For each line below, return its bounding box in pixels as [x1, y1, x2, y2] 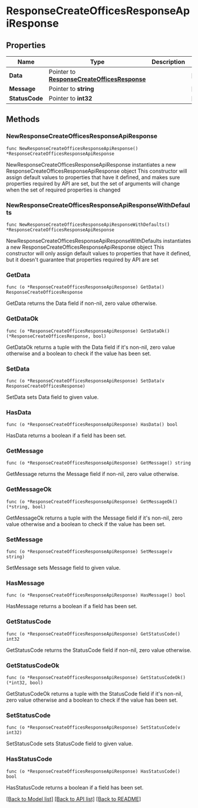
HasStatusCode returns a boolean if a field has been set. [6, 784, 144, 791]
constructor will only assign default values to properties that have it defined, [6, 249, 191, 257]
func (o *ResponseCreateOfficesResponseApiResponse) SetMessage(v [6, 549, 173, 555]
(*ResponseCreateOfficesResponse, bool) [6, 333, 107, 339]
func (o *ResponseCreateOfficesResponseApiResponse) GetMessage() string [6, 460, 192, 466]
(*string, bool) [6, 504, 46, 510]
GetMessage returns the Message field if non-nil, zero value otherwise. [6, 470, 179, 478]
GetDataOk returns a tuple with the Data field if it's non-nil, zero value [6, 343, 176, 351]
